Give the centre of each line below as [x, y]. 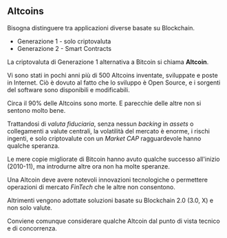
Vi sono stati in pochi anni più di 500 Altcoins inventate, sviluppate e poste [112, 75]
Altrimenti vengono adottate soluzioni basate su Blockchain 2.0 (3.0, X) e [110, 200]
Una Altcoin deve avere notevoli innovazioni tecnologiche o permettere [108, 180]
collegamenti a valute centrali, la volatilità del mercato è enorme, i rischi [108, 131]
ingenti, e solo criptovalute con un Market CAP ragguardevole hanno [104, 138]
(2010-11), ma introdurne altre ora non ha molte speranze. [88, 166]
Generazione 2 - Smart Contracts [64, 48]
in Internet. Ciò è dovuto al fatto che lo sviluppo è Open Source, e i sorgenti [114, 83]
